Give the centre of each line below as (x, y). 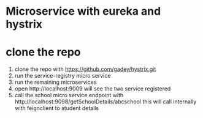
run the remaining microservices (56, 82)
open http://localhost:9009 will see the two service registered (93, 89)
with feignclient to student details (57, 108)
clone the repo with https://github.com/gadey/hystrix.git (85, 69)
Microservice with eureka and (83, 11)
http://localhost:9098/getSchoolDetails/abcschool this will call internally (105, 101)
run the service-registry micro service (63, 76)
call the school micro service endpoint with (69, 95)
